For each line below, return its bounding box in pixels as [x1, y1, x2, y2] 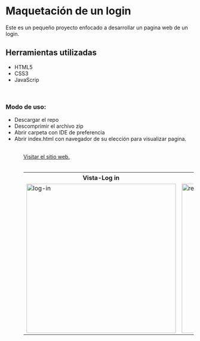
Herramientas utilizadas [5, 48, 97, 58]
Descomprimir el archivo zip [14, 122, 84, 130]
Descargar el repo [14, 116, 59, 124]
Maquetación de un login [5, 4, 131, 18]
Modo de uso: [5, 103, 47, 111]
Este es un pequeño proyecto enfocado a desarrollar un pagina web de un [5, 24, 189, 31]
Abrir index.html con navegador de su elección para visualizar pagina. [14, 136, 186, 143]
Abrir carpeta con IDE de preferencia [14, 129, 105, 136]
